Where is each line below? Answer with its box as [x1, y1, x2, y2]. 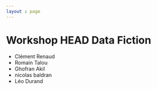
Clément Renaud [14, 53, 55, 60]
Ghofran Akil [14, 65, 45, 72]
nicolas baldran [14, 71, 52, 79]
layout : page [6, 8, 41, 15]
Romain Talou [14, 59, 48, 66]
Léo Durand [14, 77, 43, 84]
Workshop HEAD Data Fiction [6, 33, 151, 47]
